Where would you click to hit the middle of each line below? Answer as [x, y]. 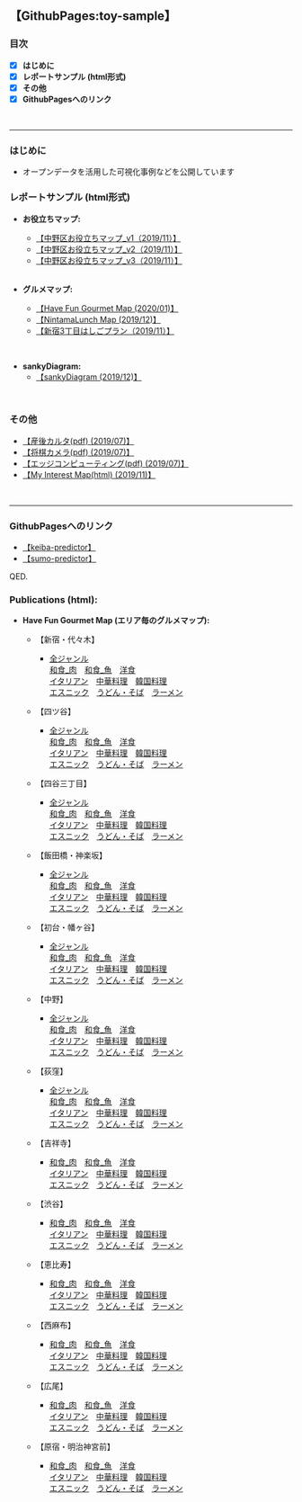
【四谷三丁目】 [63, 783]
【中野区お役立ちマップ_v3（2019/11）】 [109, 260]
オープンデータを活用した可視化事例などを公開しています [129, 172]
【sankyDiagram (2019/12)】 [89, 377]
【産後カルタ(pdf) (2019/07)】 [78, 441]
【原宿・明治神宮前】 [75, 1447]
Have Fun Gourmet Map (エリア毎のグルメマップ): [116, 621]
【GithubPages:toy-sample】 [93, 16]
